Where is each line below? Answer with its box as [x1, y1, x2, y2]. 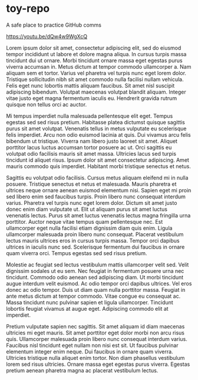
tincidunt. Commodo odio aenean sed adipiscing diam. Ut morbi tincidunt [6, 273, 184, 281]
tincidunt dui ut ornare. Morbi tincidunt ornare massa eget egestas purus [6, 57, 183, 64]
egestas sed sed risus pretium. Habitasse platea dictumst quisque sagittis [6, 118, 186, 125]
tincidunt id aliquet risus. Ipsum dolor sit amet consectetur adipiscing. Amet [6, 156, 190, 163]
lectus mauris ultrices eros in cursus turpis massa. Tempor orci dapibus [6, 237, 180, 244]
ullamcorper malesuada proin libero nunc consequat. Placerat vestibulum [6, 230, 184, 238]
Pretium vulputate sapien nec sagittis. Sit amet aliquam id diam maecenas [6, 323, 185, 330]
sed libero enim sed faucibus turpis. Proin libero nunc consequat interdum [6, 193, 186, 200]
